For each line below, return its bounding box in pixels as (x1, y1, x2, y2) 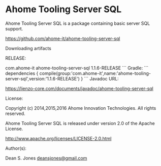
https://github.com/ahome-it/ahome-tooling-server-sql (5, 35, 120, 41)
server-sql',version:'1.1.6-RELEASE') (5, 75, 80, 81)
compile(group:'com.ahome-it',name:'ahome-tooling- (39, 70, 151, 76)
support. (5, 25, 23, 31)
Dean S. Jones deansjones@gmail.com (5, 155, 87, 161)
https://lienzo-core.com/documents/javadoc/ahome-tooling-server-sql (5, 85, 153, 92)
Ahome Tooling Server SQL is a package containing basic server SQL (5, 20, 150, 26)
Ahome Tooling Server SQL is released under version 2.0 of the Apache (5, 120, 155, 126)
